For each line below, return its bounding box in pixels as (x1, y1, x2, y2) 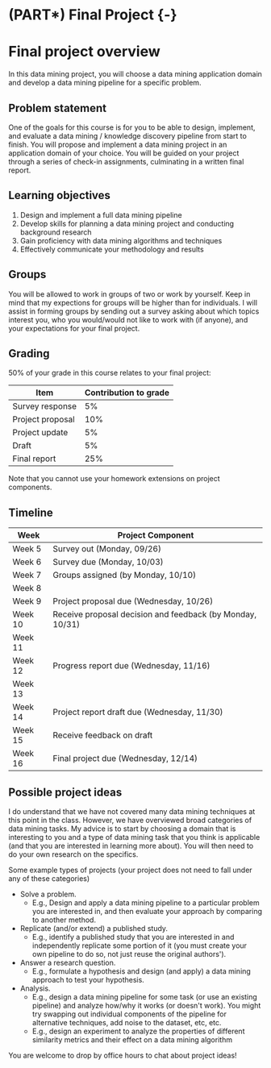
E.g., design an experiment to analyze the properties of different (31, 1026, 245, 1036)
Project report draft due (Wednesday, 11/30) (52, 707, 223, 718)
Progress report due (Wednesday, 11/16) (52, 660, 211, 671)
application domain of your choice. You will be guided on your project (8, 148, 240, 158)
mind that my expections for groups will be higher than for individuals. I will (8, 297, 258, 307)
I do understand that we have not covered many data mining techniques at (8, 807, 256, 816)
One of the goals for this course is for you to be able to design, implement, (8, 123, 256, 132)
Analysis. (19, 983, 51, 993)
